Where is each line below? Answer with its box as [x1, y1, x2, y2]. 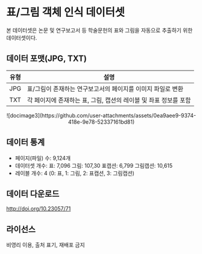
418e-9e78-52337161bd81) [68, 118, 135, 125]
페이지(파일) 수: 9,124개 [14, 154, 71, 162]
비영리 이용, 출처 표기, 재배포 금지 [6, 241, 86, 249]
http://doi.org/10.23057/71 [6, 205, 71, 212]
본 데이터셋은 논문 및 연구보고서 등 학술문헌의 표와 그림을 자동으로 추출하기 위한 [6, 27, 193, 34]
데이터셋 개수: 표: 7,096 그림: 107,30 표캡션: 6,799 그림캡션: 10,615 [14, 162, 173, 169]
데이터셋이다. [6, 34, 37, 41]
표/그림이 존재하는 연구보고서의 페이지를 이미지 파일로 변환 [27, 84, 184, 93]
